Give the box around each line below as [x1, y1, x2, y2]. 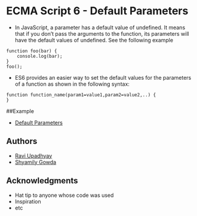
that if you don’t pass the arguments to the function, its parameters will [14, 30, 189, 37]
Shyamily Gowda [14, 158, 57, 165]
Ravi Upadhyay [14, 152, 53, 159]
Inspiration [14, 198, 41, 205]
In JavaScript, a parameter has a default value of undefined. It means [14, 24, 186, 31]
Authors [6, 136, 38, 146]
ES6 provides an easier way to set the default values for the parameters [14, 74, 192, 81]
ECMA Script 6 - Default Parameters [6, 4, 189, 18]
